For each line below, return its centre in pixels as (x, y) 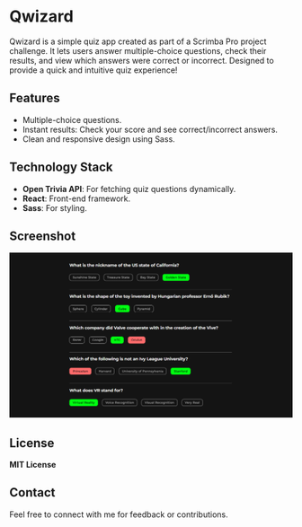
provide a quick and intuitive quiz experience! (93, 70)
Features (35, 98)
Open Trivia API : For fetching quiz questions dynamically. (129, 189)
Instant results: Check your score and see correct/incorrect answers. (150, 129)
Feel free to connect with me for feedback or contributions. (119, 514)
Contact (32, 492)
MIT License (33, 465)
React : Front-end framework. (76, 198)
